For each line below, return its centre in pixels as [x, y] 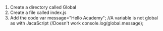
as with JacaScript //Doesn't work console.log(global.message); [77, 23]
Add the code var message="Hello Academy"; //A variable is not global [84, 18]
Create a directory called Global [43, 7]
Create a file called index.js [38, 12]
